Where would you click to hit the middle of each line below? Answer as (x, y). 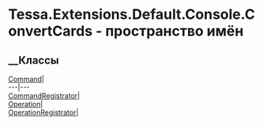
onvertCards (51, 31)
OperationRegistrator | (43, 112)
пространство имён (175, 31)
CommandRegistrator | (44, 96)
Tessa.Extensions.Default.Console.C (131, 15)
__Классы (34, 60)
